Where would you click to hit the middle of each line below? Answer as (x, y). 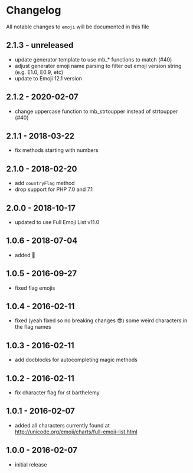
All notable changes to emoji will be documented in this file (78, 27)
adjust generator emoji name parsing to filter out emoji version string (98, 66)
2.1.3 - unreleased (40, 45)
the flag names (33, 327)
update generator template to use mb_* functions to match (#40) (93, 59)
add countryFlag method (45, 183)
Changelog (34, 10)
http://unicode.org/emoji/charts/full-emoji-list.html (76, 432)
